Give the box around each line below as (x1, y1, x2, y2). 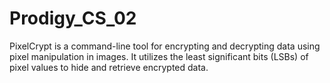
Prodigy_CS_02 (9, 7, 137, 30)
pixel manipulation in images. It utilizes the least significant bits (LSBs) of (9, 50, 309, 62)
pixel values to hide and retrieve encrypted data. (9, 61, 209, 73)
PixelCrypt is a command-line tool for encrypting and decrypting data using (9, 40, 321, 52)
